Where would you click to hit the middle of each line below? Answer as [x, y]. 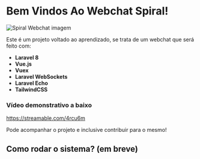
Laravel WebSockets [41, 76]
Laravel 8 [27, 57]
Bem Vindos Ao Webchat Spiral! [87, 11]
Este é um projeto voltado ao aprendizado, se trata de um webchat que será [100, 39]
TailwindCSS [31, 89]
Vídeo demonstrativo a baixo [49, 105]
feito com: [19, 46]
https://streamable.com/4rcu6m [46, 118]
